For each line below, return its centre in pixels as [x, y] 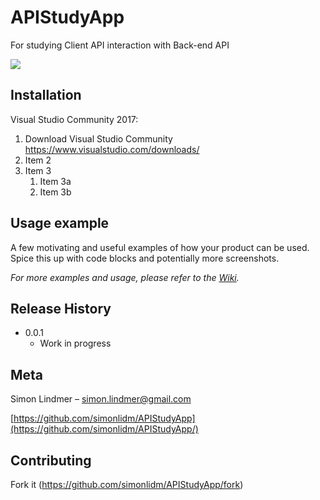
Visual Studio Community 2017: [74, 119]
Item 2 [38, 160]
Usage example [60, 223]
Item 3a [55, 181]
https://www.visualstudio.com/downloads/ [112, 149]
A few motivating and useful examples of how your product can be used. [160, 247]
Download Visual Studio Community [98, 138]
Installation [46, 95]
